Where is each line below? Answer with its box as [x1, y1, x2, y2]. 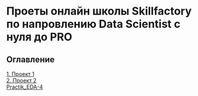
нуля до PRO [6, 30, 73, 44]
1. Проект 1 [6, 70, 35, 77]
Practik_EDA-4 [6, 83, 43, 91]
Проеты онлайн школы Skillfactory [6, 4, 192, 18]
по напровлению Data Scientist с [6, 17, 181, 31]
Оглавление [6, 54, 55, 64]
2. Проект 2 [6, 77, 37, 84]
